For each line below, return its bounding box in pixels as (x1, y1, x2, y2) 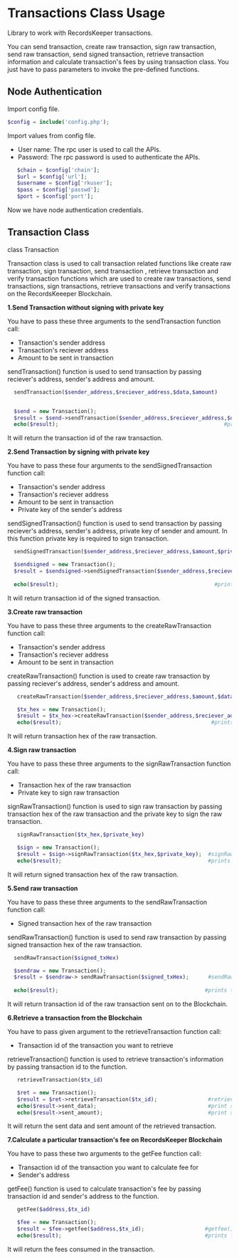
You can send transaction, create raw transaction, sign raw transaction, (7, 42, 217, 51)
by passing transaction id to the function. (7, 1062, 128, 1071)
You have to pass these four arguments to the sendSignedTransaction (7, 461, 212, 470)
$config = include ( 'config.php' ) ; (7, 118, 110, 125)
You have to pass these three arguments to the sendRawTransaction (7, 897, 208, 906)
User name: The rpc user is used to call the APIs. (17, 145, 161, 154)
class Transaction (7, 245, 59, 254)
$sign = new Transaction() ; (16, 844, 100, 852)
